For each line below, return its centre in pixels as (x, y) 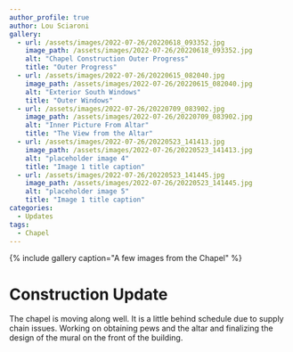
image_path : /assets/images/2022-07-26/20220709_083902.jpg (139, 117)
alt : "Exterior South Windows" (83, 92)
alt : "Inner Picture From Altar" (87, 126)
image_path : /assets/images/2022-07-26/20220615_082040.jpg (139, 84)
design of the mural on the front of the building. (96, 338)
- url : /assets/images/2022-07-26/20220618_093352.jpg (121, 42)
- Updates (35, 216)
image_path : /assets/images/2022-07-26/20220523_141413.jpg (139, 150)
